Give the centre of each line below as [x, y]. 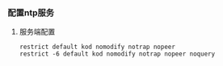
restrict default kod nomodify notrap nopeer [97, 47]
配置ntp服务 [31, 12]
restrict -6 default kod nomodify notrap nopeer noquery [117, 54]
